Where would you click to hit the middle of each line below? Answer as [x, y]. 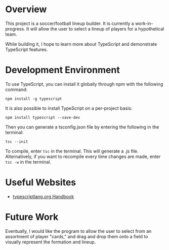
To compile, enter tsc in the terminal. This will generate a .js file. [72, 151]
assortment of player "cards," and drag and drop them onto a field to [77, 236]
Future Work [32, 217]
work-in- [144, 23]
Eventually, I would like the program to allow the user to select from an [78, 231]
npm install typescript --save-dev [43, 117]
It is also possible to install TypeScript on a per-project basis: [69, 108]
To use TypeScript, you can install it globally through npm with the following [84, 84]
